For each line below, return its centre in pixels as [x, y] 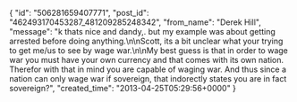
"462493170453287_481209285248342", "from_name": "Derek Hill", [136, 22]
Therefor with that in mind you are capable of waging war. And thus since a [148, 69]
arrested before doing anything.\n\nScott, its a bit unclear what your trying [146, 41]
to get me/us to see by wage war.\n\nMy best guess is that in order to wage [148, 51]
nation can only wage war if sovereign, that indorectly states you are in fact [148, 78]
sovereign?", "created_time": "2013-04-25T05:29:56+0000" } [123, 88]
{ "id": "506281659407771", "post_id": [79, 13]
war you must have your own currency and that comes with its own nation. [147, 60]
